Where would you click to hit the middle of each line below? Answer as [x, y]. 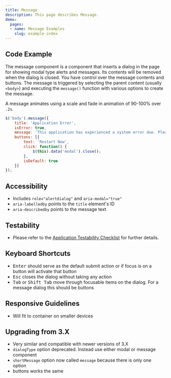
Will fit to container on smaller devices [53, 316]
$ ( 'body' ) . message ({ [27, 118]
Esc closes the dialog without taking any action [62, 277]
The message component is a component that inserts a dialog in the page [82, 66]
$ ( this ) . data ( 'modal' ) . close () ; [67, 151]
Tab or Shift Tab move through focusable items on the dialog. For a [85, 282]
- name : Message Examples [37, 29]
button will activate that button [45, 271]
